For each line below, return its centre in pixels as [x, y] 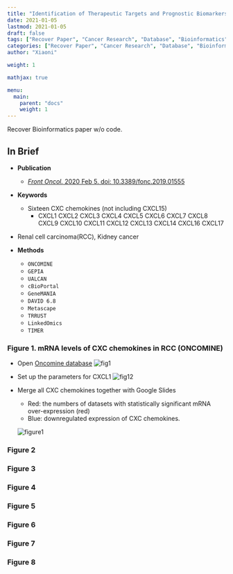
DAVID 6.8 [42, 301]
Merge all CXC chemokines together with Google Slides [96, 390]
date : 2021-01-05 [32, 20]
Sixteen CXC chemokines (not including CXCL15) [97, 208]
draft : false [26, 33]
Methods [31, 250]
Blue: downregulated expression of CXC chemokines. [104, 419]
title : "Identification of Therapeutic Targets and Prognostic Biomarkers [118, 14]
